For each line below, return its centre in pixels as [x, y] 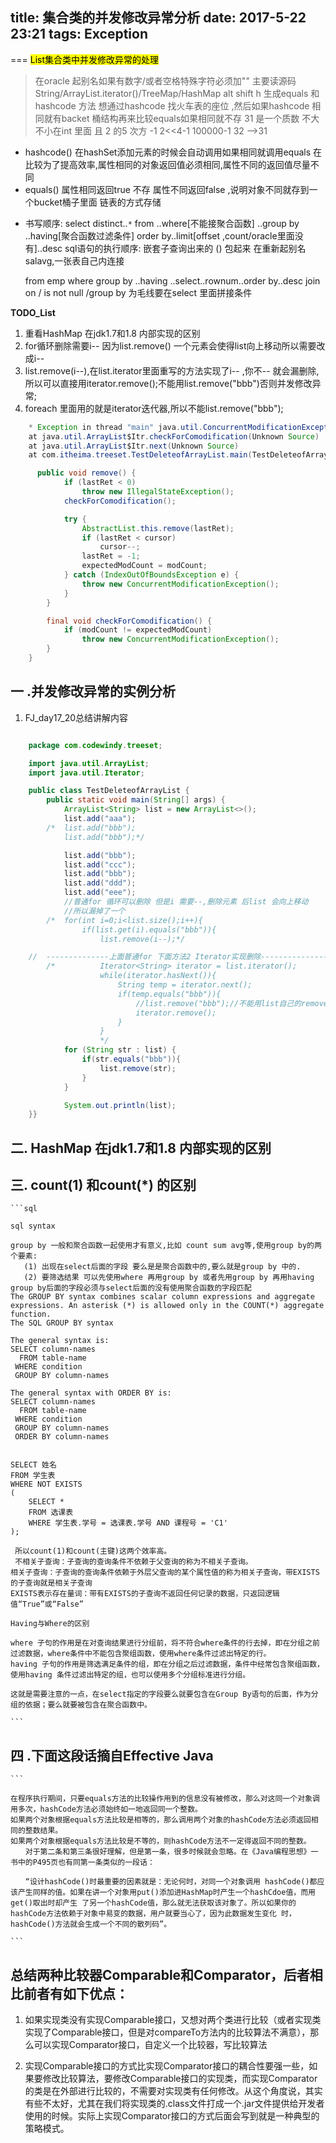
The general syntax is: [60, 1341]
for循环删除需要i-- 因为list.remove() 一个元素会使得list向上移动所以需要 [170, 345]
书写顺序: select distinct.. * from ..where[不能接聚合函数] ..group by [162, 223]
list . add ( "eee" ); [100, 893]
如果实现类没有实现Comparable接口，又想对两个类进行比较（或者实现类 [173, 2020]
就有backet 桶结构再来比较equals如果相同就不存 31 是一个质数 [171, 118]
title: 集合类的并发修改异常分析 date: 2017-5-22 [158, 18]
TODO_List [33, 312]
